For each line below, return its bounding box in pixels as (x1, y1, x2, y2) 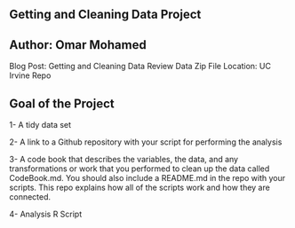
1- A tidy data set (9, 120, 72, 130)
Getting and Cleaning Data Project (9, 7, 202, 22)
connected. (9, 192, 52, 202)
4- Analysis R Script (9, 208, 83, 220)
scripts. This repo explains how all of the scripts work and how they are (9, 182, 271, 193)
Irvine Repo (9, 70, 52, 81)
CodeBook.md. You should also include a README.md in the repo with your (9, 173, 286, 184)
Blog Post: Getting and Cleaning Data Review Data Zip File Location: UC (9, 61, 271, 72)
